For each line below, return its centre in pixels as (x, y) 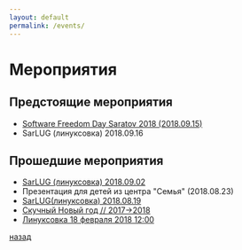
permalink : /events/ (47, 26)
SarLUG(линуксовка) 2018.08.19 (82, 201)
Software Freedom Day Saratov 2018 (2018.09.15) (112, 123)
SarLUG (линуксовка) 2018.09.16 (82, 133)
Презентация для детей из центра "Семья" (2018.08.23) (128, 191)
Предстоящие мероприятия (91, 102)
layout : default (39, 17)
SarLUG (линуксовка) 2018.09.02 (84, 182)
